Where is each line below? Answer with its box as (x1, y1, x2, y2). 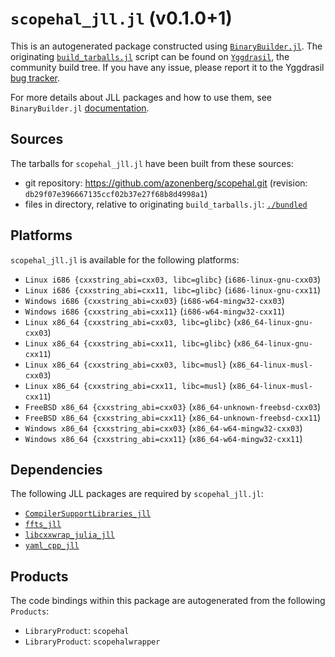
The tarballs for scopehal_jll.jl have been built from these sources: (10, 157, 294, 169)
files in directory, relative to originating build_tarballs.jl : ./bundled (24, 198, 308, 210)
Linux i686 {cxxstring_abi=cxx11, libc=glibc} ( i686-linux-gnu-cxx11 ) (24, 283, 322, 296)
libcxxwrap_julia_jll (24, 530, 115, 541)
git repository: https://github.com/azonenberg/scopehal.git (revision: (24, 177, 308, 189)
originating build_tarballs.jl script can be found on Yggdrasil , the (10, 50, 290, 62)
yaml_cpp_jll (24, 541, 80, 551)
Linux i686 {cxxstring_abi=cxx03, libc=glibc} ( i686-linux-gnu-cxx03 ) (24, 273, 322, 285)
